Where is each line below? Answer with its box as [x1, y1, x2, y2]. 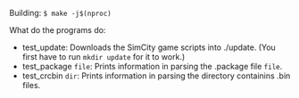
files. [21, 80, 41, 90]
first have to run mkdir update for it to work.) [21, 52, 186, 61]
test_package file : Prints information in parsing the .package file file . [21, 61, 283, 71]
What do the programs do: [9, 25, 106, 35]
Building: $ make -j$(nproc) [9, 8, 112, 18]
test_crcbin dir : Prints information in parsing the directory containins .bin [21, 70, 291, 81]
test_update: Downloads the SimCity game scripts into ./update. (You [21, 42, 277, 53]
